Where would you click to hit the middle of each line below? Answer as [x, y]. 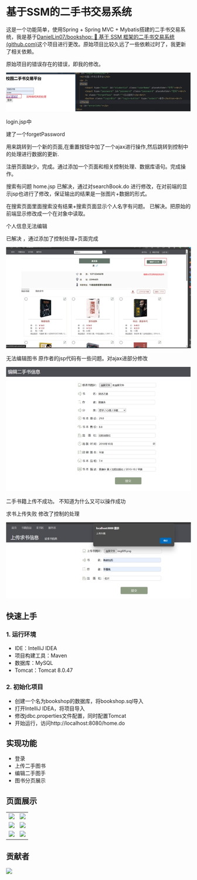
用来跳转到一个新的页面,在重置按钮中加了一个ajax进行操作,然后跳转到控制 [95, 146]
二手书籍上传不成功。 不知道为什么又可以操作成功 [66, 501]
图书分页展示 [30, 781]
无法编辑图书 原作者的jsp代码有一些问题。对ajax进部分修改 [77, 358]
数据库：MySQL [34, 663]
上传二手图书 [30, 766]
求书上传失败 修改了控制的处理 [43, 514]
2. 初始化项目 [25, 687]
